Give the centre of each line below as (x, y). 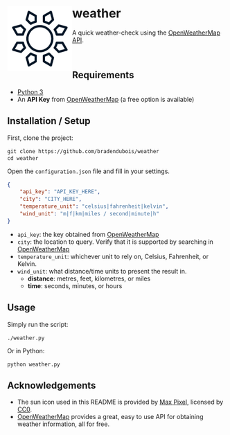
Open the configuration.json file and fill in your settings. (88, 171)
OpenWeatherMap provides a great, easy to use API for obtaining (110, 417)
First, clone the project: (41, 138)
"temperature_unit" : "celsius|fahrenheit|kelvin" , (94, 206)
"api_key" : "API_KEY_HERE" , (60, 192)
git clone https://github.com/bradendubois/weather (83, 151)
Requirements (103, 75)
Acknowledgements (52, 385)
